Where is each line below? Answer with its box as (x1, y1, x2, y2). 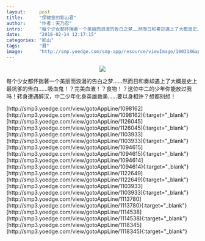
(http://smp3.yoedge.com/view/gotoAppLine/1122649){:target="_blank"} (6, 176, 189, 183)
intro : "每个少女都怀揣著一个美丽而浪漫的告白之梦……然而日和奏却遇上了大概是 (6, 26, 193, 32)
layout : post (6, 9, 51, 15)
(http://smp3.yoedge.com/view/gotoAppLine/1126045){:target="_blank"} (6, 124, 189, 131)
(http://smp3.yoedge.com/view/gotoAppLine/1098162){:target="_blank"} (6, 111, 189, 119)
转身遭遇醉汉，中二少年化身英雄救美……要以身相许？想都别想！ (16, 93, 176, 100)
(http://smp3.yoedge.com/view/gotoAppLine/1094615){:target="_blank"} (6, 150, 189, 157)
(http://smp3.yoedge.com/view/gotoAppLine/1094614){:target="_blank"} (6, 162, 189, 170)
